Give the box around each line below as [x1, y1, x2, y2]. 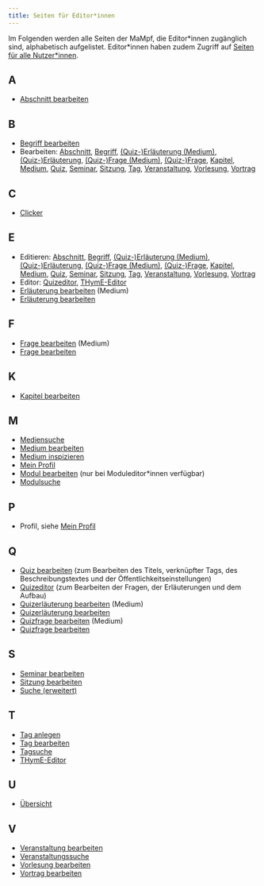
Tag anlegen [19, 729, 61, 739]
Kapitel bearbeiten [19, 391, 81, 400]
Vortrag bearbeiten [19, 869, 82, 878]
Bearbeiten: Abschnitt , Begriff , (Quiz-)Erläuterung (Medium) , [19, 147, 217, 157]
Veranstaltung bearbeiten [19, 843, 103, 853]
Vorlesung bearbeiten [19, 860, 91, 870]
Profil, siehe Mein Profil [19, 521, 97, 531]
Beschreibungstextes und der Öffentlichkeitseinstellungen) [19, 574, 212, 583]
